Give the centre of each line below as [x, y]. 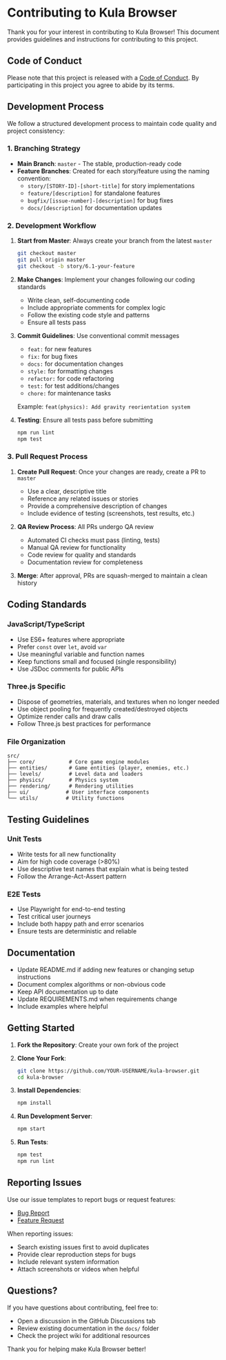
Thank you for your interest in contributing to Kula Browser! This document [113, 32]
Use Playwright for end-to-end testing [71, 909]
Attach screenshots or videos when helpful [78, 1269]
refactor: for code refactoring [71, 378]
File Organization [36, 741]
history [27, 583]
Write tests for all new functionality [66, 854]
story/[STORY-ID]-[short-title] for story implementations [111, 185]
